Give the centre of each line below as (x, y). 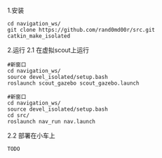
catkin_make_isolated (39, 36)
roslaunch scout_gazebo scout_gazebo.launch (73, 83)
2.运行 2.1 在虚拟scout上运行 (48, 50)
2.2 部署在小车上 (32, 135)
